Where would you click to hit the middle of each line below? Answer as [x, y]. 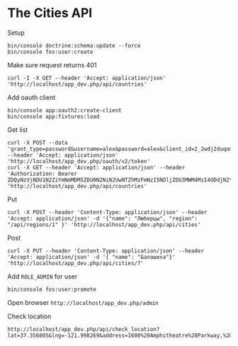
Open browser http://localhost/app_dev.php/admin [83, 302]
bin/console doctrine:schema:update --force [74, 45]
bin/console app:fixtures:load [53, 116]
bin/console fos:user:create [50, 52]
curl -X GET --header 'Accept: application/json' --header [96, 167]
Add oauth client [32, 97]
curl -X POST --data [38, 143]
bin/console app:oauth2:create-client [64, 110]
